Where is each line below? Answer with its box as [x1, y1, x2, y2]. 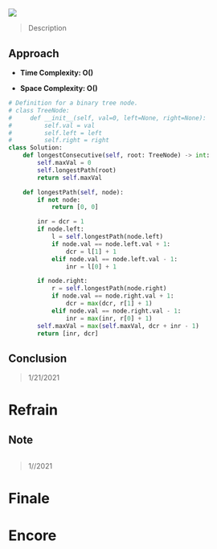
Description [27, 23, 67, 33]
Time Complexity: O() [19, 68, 94, 77]
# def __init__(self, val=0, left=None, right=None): [8, 113, 207, 122]
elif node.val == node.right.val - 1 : [51, 306, 182, 315]
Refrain [8, 401, 59, 420]
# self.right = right [8, 137, 110, 145]
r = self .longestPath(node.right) [51, 285, 167, 293]
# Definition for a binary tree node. [8, 99, 138, 107]
